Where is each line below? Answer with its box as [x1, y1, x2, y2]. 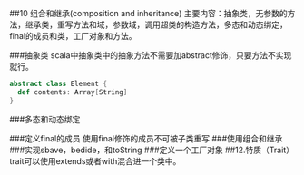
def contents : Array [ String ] [17, 87, 128, 97]
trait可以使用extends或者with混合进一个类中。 [9, 155, 181, 166]
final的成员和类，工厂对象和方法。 [9, 31, 138, 41]
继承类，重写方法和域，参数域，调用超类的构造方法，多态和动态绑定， [25, 19, 288, 30]
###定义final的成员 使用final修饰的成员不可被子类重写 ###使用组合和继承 [9, 132, 283, 143]
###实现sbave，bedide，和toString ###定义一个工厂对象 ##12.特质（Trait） [9, 144, 295, 155]
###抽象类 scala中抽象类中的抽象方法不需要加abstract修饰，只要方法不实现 [9, 50, 292, 61]
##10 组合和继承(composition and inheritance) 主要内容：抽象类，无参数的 [9, 8, 288, 18]
